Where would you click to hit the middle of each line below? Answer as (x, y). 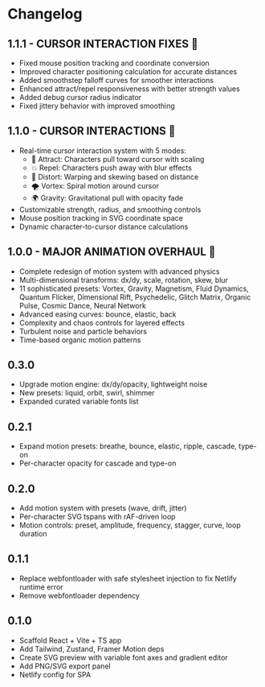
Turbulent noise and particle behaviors (83, 331)
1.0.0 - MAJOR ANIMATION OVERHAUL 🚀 (112, 252)
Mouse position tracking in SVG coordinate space (101, 217)
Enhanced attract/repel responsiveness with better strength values (129, 89)
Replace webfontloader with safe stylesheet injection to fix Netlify (128, 578)
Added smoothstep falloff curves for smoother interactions (116, 80)
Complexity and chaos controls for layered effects (102, 322)
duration (33, 534)
